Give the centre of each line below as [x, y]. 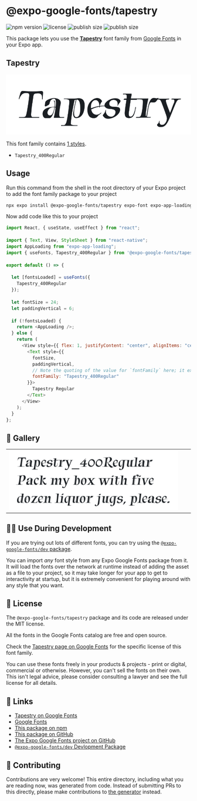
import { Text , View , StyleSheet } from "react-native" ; [77, 241]
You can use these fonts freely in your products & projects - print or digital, [96, 664]
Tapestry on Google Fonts [46, 716]
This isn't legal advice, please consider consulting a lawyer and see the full [97, 677]
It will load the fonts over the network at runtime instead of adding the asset [98, 566]
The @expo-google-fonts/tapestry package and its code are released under [97, 618]
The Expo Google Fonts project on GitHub [65, 741]
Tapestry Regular [53, 389]
